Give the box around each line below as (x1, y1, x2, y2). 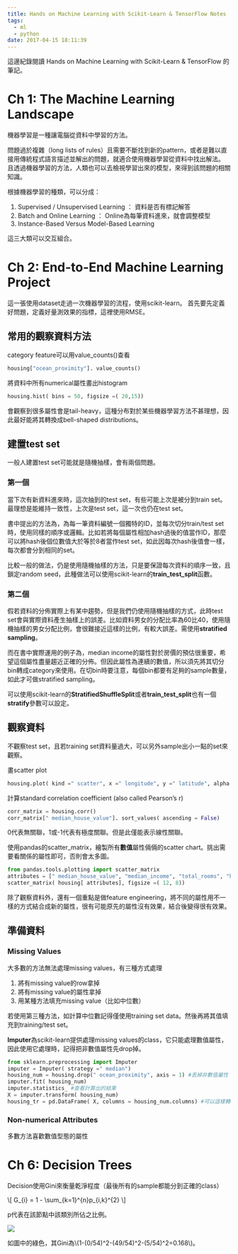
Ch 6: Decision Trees (7, 1157, 132, 1173)
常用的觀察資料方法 (7, 331, 91, 343)
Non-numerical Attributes (7, 1115, 98, 1125)
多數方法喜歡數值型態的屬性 (7, 1132, 89, 1140)
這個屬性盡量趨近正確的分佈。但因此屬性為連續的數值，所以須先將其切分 (13, 657, 225, 666)
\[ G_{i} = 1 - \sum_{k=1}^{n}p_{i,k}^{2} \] (7, 1196, 126, 1204)
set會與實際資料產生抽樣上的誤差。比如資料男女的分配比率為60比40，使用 (7, 615, 225, 624)
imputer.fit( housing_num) (7, 1078, 87, 1086)
